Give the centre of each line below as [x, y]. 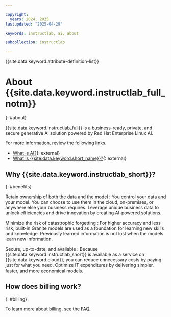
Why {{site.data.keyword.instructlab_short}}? [80, 174]
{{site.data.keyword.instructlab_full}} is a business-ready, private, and [79, 128]
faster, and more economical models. [44, 271]
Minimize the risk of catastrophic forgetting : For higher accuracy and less [83, 223]
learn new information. [29, 239]
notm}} [21, 104]
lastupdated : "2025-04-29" [34, 24]
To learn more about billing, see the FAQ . [48, 309]
